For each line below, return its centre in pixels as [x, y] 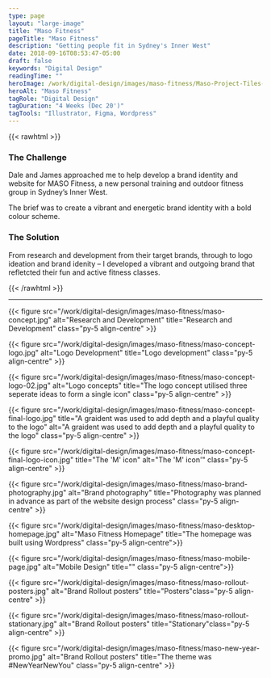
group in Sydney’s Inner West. [58, 192]
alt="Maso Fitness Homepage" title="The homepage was [157, 533]
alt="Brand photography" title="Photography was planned [165, 492]
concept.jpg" [30, 319]
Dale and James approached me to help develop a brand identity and [123, 175]
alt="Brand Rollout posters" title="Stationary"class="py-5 [154, 624]
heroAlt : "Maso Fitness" [50, 91]
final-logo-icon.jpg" [41, 459]
